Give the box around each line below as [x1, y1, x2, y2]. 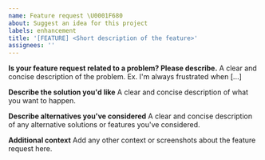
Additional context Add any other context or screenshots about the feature [8, 135, 256, 145]
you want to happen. [8, 96, 76, 106]
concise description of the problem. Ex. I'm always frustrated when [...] [8, 72, 242, 82]
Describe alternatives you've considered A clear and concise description [8, 111, 253, 121]
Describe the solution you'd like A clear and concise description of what [8, 87, 249, 97]
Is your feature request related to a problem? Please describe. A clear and [8, 63, 257, 73]
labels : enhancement [8, 26, 77, 34]
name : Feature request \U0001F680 [8, 11, 124, 20]
